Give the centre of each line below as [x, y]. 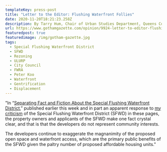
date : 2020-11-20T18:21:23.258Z [39, 19]
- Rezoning [21, 56]
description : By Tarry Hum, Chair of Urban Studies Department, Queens [81, 24]
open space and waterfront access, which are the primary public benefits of [83, 139]
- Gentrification [28, 84]
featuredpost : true [25, 33]
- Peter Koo [22, 75]
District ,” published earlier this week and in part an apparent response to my [83, 108]
